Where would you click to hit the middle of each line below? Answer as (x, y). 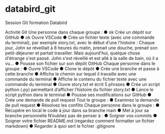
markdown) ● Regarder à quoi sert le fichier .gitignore (60, 126)
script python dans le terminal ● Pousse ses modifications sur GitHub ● (78, 95)
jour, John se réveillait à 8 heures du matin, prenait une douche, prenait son (82, 48)
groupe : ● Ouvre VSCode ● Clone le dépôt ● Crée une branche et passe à (82, 68)
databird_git (30, 9)
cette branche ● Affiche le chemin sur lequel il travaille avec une (71, 74)
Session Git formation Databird (36, 23)
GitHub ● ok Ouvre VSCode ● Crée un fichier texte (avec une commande (80, 37)
